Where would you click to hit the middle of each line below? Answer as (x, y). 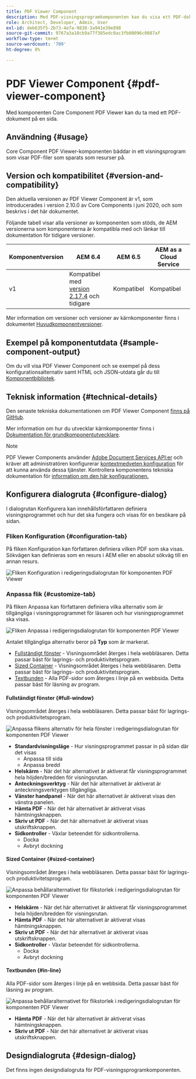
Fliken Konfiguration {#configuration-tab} (67, 536)
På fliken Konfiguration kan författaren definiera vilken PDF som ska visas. (95, 549)
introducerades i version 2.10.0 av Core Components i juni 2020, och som (94, 205)
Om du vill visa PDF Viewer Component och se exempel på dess (83, 366)
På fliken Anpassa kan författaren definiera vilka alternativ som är (85, 607)
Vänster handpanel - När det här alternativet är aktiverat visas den (95, 796)
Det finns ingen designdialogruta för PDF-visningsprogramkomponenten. (94, 1070)
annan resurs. (23, 561)
